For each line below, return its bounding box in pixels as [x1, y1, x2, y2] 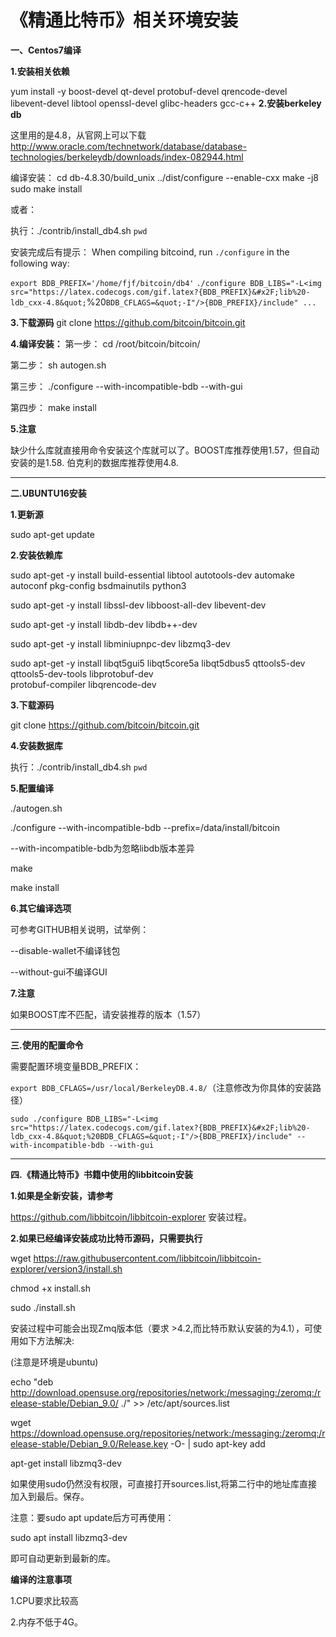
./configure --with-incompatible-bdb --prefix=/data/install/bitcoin [10, 821, 280, 833]
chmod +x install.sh [10, 1282, 92, 1294]
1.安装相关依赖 [10, 65, 70, 77]
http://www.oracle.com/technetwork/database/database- [10, 140, 247, 152]
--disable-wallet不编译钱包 [10, 944, 121, 956]
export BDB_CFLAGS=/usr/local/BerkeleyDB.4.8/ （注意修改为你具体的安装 [10, 1081, 313, 1093]
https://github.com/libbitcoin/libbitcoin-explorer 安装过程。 [10, 1211, 253, 1223]
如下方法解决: [18, 1334, 75, 1346]
